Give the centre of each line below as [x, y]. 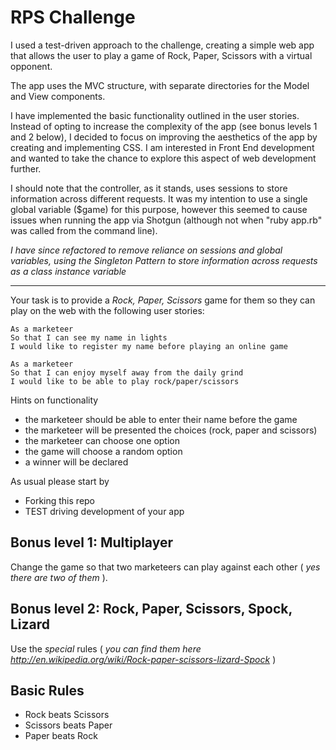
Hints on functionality [54, 400]
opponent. [31, 66]
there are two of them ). [59, 577]
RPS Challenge [73, 17]
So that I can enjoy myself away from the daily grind [127, 372]
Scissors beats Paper [68, 725]
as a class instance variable [68, 271]
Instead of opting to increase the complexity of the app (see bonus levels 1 [164, 126]
